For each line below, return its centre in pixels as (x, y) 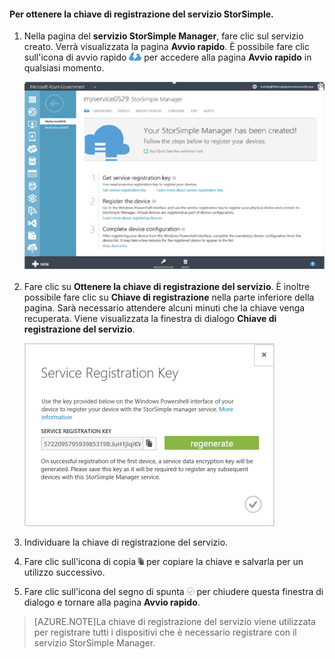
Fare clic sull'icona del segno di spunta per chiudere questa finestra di (173, 592)
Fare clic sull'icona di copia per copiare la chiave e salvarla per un (163, 562)
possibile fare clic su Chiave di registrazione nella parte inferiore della (169, 297)
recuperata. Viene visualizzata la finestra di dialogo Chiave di (150, 319)
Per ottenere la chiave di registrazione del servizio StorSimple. (141, 14)
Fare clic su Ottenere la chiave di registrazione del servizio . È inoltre (167, 287)
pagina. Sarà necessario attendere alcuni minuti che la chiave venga (164, 308)
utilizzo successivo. (64, 572)
